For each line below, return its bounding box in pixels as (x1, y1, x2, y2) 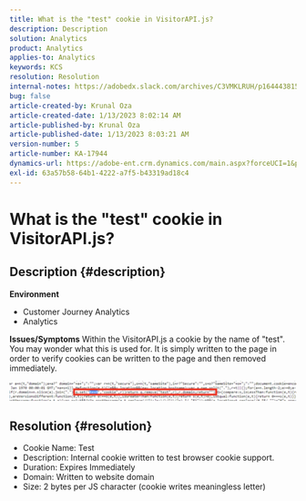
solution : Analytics (9, 34, 88, 43)
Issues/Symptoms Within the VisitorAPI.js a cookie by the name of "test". (9, 333, 285, 344)
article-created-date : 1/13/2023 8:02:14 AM (9, 110, 181, 120)
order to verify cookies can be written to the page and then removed (9, 353, 267, 363)
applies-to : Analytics (9, 53, 96, 63)
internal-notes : (9, 82, 71, 91)
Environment (9, 288, 59, 300)
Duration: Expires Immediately (22, 462, 136, 473)
